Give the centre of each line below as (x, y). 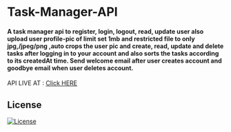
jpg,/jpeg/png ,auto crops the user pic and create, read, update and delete (115, 46)
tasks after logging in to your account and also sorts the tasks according (113, 53)
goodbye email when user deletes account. (70, 68)
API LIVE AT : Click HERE (42, 83)
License (24, 105)
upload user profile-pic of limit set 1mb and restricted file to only (101, 38)
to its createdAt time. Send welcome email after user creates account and (114, 60)
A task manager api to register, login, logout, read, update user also (106, 31)
